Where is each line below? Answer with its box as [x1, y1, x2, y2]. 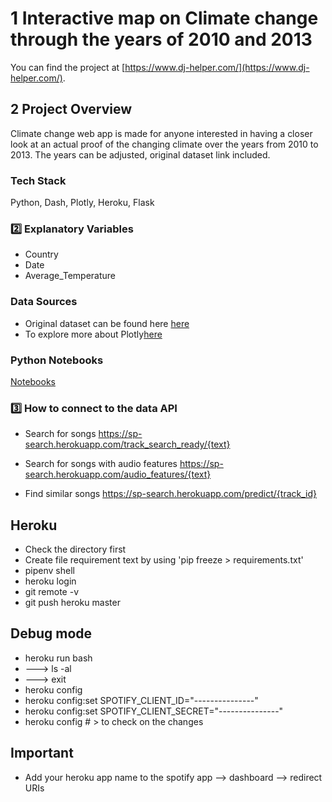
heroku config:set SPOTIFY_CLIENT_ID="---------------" [24, 694, 259, 706]
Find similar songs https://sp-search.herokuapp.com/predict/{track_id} [24, 488, 318, 500]
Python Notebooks [10, 353, 104, 367]
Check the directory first [24, 543, 127, 556]
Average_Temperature [24, 270, 117, 282]
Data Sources [10, 295, 78, 309]
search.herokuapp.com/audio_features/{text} [24, 468, 212, 481]
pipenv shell [24, 565, 75, 577]
